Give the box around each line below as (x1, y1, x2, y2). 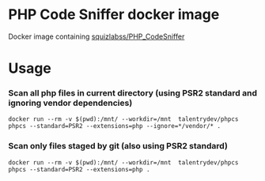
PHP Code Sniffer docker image (8, 6, 220, 24)
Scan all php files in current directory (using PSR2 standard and (8, 88, 258, 99)
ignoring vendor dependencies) (8, 97, 133, 108)
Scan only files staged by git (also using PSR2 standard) (8, 141, 228, 152)
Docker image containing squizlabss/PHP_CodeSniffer (8, 32, 185, 41)
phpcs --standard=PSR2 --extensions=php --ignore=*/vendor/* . (8, 123, 221, 130)
